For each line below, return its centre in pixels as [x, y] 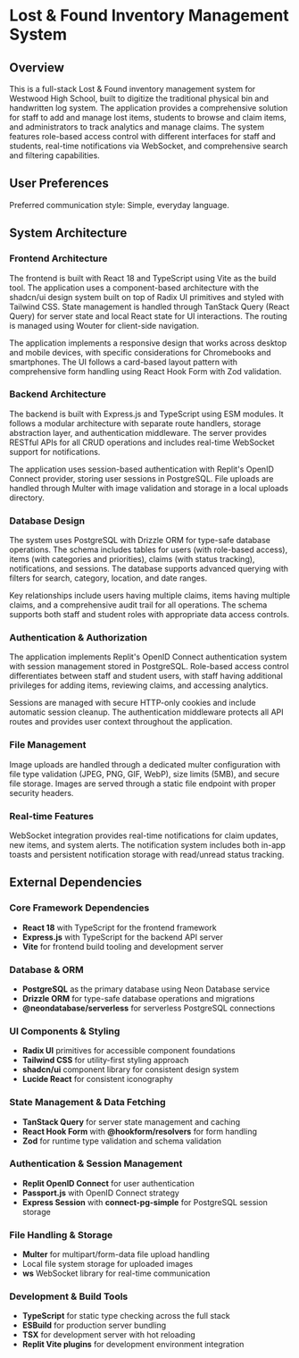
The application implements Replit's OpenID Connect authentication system [148, 657]
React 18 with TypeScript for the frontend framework [119, 927]
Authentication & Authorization [78, 638]
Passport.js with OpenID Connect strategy [101, 1193]
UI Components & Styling [65, 1031]
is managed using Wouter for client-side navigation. [104, 325]
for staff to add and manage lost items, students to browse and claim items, [148, 117]
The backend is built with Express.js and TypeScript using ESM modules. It [146, 414]
